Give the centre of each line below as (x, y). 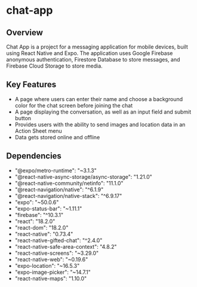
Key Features (31, 85)
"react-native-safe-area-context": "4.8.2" (66, 246)
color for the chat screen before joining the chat (74, 105)
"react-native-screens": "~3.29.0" (57, 253)
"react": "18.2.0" (35, 221)
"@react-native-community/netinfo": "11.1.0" (69, 183)
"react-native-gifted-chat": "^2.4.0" (59, 240)
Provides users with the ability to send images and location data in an (100, 124)
